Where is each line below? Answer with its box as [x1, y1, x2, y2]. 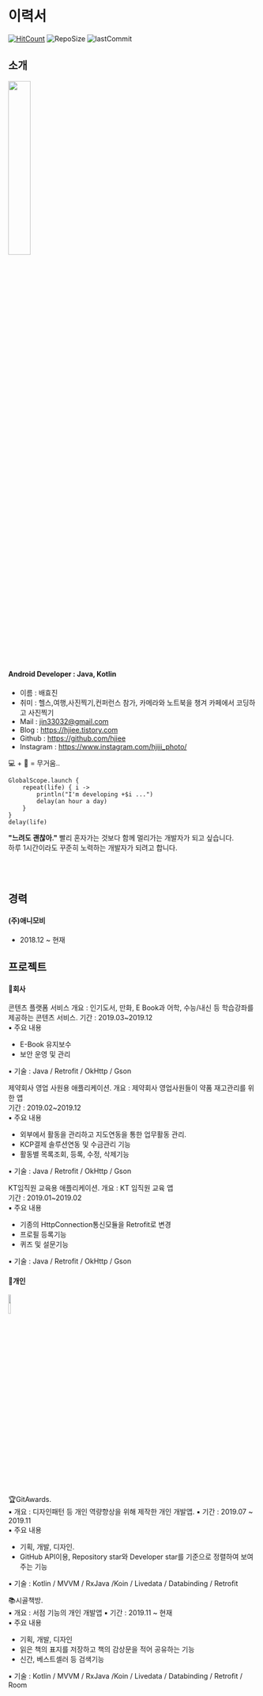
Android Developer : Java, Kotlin [8, 669, 117, 679]
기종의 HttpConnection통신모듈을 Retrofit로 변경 [19, 1220, 171, 1229]
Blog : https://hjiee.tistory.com [19, 725, 118, 734]
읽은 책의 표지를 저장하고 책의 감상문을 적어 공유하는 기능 [19, 1645, 195, 1654]
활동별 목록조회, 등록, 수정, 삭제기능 [19, 1149, 130, 1159]
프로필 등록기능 [19, 1229, 67, 1240]
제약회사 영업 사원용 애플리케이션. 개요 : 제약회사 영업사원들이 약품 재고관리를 [8, 1083, 246, 1093]
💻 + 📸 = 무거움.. [8, 758, 61, 768]
